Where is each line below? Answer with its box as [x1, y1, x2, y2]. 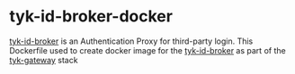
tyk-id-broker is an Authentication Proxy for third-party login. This [9, 36, 254, 46]
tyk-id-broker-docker [9, 6, 174, 27]
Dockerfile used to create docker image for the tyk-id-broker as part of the [9, 45, 286, 55]
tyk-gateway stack [9, 54, 78, 65]
